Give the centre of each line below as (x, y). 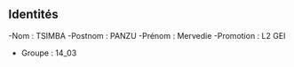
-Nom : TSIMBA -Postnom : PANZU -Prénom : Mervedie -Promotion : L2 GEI (147, 35)
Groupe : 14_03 (49, 53)
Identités (33, 15)
